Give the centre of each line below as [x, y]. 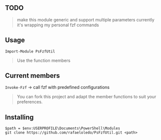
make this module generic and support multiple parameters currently [86, 19]
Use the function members [44, 60]
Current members [32, 76]
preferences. [30, 102]
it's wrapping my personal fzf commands [58, 25]
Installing [19, 117]
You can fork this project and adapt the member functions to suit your [87, 97]
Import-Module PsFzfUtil [30, 51]
